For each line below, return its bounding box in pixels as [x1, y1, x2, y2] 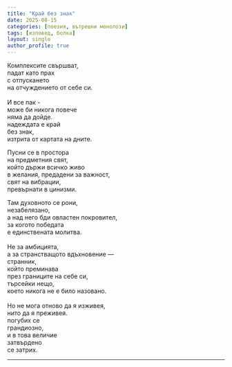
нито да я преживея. [7, 309, 68, 317]
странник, [7, 258, 37, 265]
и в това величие [7, 331, 57, 339]
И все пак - [7, 98, 41, 106]
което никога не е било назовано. [7, 287, 107, 295]
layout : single [7, 36, 51, 43]
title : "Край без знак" [7, 10, 76, 17]
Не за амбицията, [7, 243, 59, 251]
